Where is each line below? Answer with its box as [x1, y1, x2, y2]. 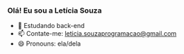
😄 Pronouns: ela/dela [17, 39, 81, 48]
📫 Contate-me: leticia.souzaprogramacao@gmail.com [17, 29, 177, 38]
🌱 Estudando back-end [17, 22, 85, 30]
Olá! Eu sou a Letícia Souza [7, 6, 103, 15]
